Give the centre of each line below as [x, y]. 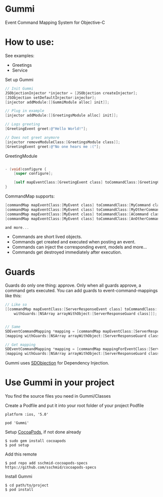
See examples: [20, 55]
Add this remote [21, 454]
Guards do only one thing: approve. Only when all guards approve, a [73, 285]
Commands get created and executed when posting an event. [74, 242]
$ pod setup [17, 445]
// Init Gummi [19, 89]
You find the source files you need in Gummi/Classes [58, 396]
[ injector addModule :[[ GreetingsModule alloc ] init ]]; [62, 115]
